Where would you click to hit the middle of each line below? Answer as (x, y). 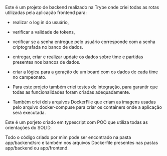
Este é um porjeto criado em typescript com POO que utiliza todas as (76, 122)
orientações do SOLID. (28, 128)
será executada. (29, 113)
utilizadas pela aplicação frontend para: (46, 13)
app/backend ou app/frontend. (37, 148)
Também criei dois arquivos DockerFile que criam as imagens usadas (84, 102)
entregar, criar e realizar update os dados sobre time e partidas (78, 57)
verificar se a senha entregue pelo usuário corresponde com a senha (84, 42)
